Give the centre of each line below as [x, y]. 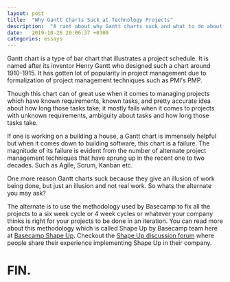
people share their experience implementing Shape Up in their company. [110, 243]
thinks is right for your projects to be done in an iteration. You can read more [115, 221]
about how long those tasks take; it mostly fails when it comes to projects [111, 108]
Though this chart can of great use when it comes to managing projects [108, 94]
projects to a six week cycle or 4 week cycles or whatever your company [110, 214]
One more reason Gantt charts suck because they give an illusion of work [111, 178]
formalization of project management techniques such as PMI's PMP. [105, 80]
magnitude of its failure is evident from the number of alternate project [107, 151]
